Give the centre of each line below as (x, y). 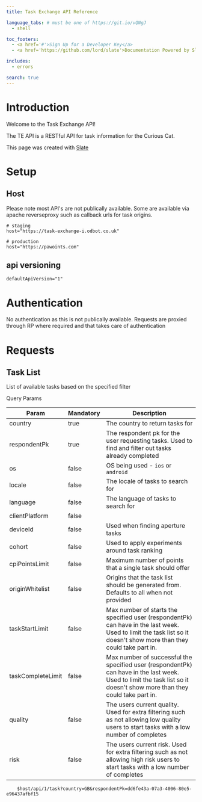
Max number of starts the (142, 610)
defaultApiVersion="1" (35, 279)
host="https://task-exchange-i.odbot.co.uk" (63, 231)
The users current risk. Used (146, 745)
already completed (133, 456)
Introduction (38, 107)
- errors (23, 67)
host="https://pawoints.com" (43, 247)
